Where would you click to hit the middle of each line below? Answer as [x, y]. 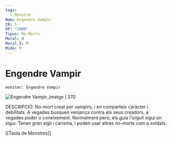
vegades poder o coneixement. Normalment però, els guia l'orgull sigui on [83, 117]
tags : [11, 10]
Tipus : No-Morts [23, 34]
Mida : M [14, 48]
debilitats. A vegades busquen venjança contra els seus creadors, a [77, 112]
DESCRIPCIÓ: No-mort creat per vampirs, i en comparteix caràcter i [77, 107]
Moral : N [15, 39]
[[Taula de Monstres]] [28, 133]
